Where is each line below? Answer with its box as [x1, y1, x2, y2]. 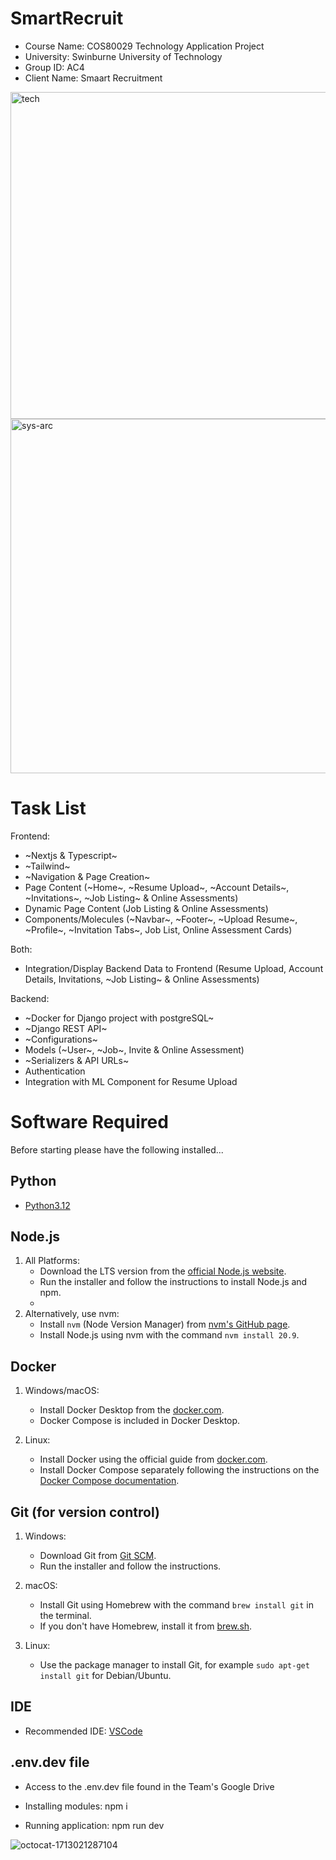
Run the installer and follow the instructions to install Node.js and [39, 1276, 308, 1288]
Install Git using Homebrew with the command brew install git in [39, 1599, 314, 1611]
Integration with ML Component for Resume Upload [24, 1075, 238, 1087]
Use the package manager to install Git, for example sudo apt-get [39, 1659, 310, 1671]
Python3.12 [24, 1199, 71, 1211]
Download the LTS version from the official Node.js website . [39, 1265, 287, 1277]
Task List [10, 797, 87, 820]
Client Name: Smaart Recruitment [24, 72, 163, 84]
